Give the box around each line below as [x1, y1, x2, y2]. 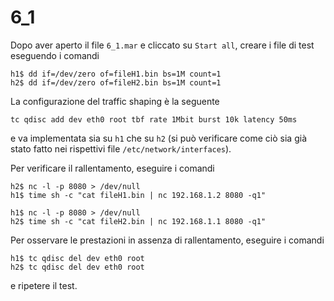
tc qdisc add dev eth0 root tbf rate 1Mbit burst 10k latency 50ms [10, 114, 298, 125]
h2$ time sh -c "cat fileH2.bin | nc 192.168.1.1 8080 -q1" [10, 216, 267, 226]
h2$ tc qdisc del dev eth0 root [10, 262, 145, 272]
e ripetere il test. [10, 279, 78, 291]
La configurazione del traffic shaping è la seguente [10, 95, 220, 107]
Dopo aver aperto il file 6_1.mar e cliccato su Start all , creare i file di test [10, 39, 315, 51]
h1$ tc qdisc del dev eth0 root [10, 253, 145, 263]
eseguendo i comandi [10, 49, 100, 61]
